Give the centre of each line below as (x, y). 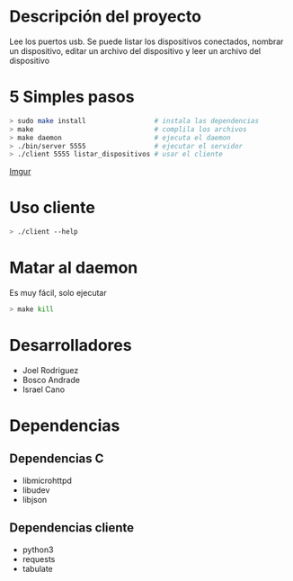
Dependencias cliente (72, 528)
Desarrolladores (71, 346)
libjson (35, 499)
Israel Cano (44, 389)
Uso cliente (53, 208)
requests (39, 559)
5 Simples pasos (72, 97)
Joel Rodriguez (50, 370)
